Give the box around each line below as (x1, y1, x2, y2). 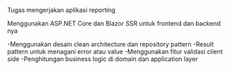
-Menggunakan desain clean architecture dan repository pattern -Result (7, 40, 214, 48)
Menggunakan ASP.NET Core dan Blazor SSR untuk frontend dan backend (7, 19, 221, 27)
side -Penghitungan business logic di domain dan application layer (7, 55, 199, 63)
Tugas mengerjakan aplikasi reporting (7, 6, 116, 14)
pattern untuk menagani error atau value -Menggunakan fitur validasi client (7, 48, 223, 55)
